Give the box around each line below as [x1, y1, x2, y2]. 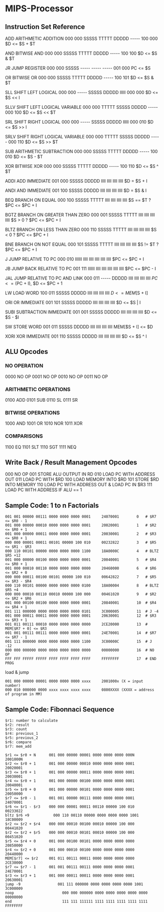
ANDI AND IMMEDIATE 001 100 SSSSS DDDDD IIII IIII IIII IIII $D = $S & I [5, 188, 147, 193]
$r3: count [5, 727, 27, 732]
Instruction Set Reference [5, 23, 85, 31]
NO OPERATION [5, 362, 44, 369]
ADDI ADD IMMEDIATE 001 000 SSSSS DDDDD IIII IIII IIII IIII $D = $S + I [5, 178, 148, 184]
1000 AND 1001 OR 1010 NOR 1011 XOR [5, 420, 83, 426]
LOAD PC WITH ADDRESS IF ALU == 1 [5, 487, 82, 493]
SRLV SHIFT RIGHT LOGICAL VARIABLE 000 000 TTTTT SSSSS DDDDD [5, 134, 150, 139]
